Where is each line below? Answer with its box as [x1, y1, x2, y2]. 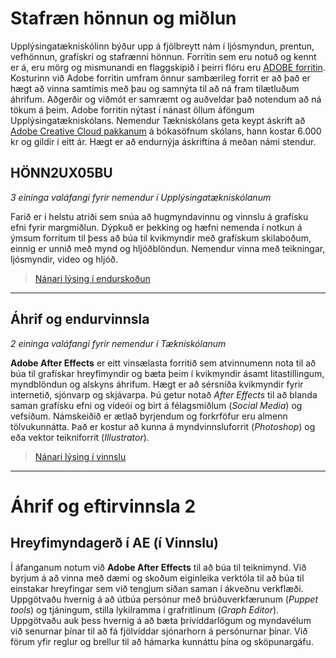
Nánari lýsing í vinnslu [34, 450, 127, 462]
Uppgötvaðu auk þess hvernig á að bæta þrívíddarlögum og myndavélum [10, 614, 312, 626]
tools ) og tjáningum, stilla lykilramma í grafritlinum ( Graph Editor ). [10, 603, 280, 616]
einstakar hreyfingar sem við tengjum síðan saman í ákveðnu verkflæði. [10, 582, 304, 594]
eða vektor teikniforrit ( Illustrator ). [10, 431, 150, 443]
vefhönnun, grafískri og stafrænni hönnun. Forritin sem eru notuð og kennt [10, 50, 317, 62]
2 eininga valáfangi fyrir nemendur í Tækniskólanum [10, 337, 227, 349]
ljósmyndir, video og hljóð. [10, 253, 118, 265]
